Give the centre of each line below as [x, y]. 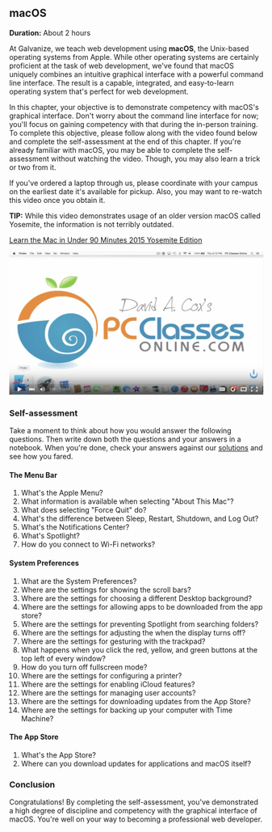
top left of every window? [63, 658]
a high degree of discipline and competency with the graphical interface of [133, 811]
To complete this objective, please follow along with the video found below [133, 133]
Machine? [37, 718]
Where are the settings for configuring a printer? [101, 675]
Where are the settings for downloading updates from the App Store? [136, 701]
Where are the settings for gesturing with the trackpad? [113, 641]
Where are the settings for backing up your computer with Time [127, 710]
